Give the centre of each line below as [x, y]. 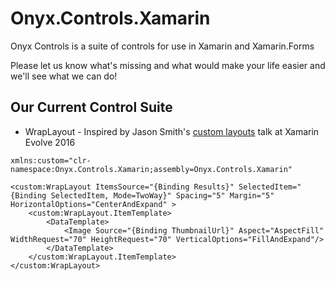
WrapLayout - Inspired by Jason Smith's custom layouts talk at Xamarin [172, 131]
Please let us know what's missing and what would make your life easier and [168, 65]
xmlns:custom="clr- [51, 160]
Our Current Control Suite [91, 107]
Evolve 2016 [50, 142]
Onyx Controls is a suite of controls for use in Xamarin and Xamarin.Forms [162, 46]
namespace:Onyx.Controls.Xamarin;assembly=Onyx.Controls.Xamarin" [151, 169]
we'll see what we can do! [64, 76]
